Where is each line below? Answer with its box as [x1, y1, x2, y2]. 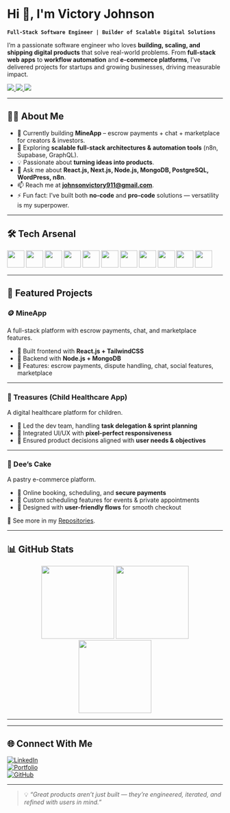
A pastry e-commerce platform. [7, 475, 97, 483]
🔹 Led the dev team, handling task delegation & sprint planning [16, 422, 198, 430]
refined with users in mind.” [23, 798, 102, 806]
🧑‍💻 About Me [7, 111, 64, 122]
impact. [7, 70, 29, 78]
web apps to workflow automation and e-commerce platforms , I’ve [7, 55, 201, 64]
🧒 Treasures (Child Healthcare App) [7, 393, 128, 402]
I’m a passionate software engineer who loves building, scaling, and [7, 41, 201, 49]
